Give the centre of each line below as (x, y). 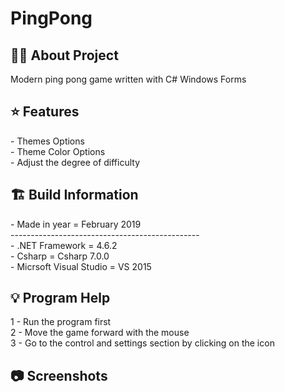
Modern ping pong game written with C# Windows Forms (128, 79)
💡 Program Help (60, 298)
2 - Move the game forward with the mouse (100, 333)
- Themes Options (47, 141)
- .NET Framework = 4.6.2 (64, 245)
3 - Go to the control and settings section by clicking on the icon (142, 343)
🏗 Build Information (74, 195)
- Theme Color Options (58, 151)
